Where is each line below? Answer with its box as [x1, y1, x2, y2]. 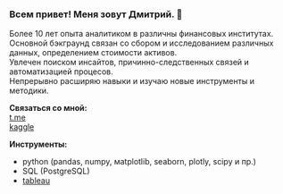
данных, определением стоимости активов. [9, 47, 178, 58]
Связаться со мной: [9, 103, 87, 114]
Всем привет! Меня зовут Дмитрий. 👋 [9, 8, 183, 21]
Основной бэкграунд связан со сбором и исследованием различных [9, 38, 274, 48]
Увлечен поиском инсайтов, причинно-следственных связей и [9, 57, 250, 68]
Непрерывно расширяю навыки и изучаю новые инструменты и [9, 76, 254, 87]
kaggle [9, 122, 35, 132]
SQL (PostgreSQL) [21, 165, 91, 177]
